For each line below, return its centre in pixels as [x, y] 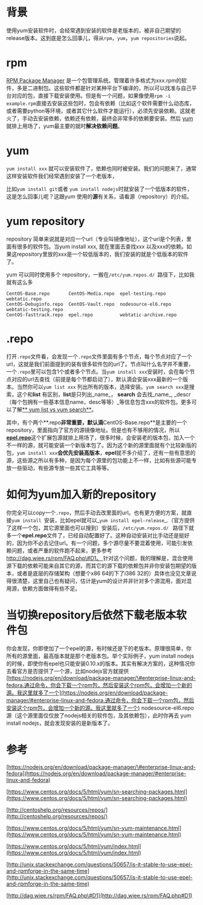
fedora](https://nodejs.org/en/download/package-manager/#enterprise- [96, 773]
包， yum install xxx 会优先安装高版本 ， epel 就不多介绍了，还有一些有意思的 [101, 452]
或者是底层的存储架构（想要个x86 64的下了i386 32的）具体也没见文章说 [107, 573]
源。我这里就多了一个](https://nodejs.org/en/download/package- [87, 693]
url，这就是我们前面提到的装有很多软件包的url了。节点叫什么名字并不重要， [100, 364]
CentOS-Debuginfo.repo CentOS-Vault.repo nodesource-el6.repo [89, 304]
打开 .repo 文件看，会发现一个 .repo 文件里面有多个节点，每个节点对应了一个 [99, 356]
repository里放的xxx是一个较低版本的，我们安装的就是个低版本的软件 [103, 254]
